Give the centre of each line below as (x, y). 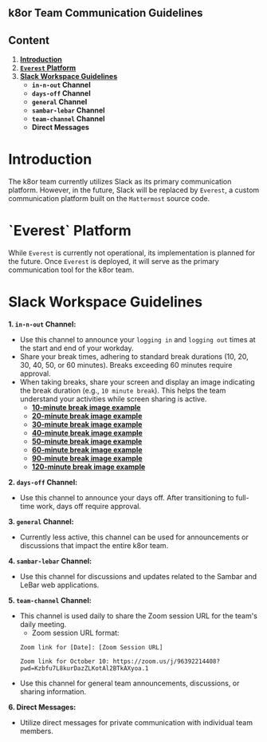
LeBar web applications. (59, 585)
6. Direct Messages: (42, 707)
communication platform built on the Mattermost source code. (109, 199)
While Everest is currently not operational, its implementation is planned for (132, 253)
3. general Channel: (41, 522)
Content (29, 40)
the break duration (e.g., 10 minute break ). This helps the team (123, 391)
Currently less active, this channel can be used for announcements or (134, 537)
